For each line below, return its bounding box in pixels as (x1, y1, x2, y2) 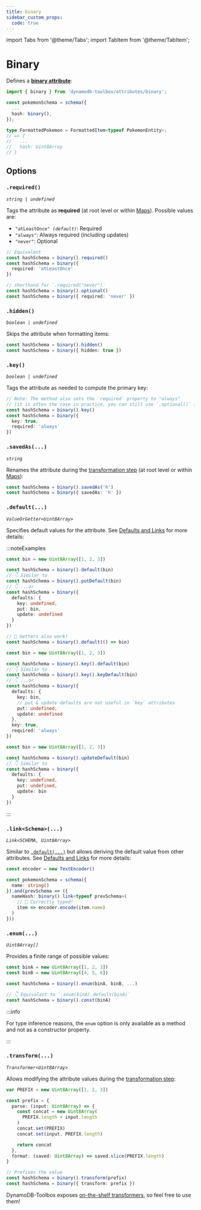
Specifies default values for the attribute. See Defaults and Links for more (6, 526, 187, 534)
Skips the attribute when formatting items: (6, 331, 110, 338)
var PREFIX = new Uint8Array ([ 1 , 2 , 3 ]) (6, 1086, 109, 1092)
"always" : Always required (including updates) (14, 231, 129, 238)
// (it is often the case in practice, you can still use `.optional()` (6, 401, 191, 407)
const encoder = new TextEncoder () (6, 866, 95, 872)
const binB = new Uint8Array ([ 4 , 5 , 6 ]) (6, 970, 109, 976)
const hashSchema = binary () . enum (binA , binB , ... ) (6, 980, 138, 987)
